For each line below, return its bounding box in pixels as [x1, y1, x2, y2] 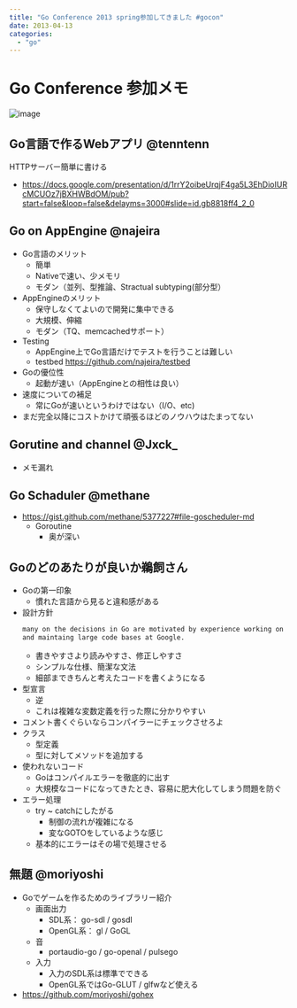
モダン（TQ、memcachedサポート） [34, 325, 170, 337]
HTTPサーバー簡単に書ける [9, 161, 108, 172]
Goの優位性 [21, 367, 65, 377]
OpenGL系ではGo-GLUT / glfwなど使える [48, 979, 199, 989]
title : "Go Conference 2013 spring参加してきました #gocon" [9, 12, 224, 22]
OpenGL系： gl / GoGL [48, 925, 131, 935]
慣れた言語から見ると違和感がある [34, 596, 160, 607]
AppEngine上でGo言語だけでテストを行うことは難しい [34, 346, 233, 357]
